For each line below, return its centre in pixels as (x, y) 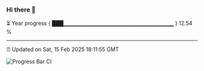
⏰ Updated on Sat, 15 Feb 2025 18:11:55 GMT (63, 49)
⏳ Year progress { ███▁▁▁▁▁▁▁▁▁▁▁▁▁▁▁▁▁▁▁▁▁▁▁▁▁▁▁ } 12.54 (100, 23)
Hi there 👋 (21, 10)
